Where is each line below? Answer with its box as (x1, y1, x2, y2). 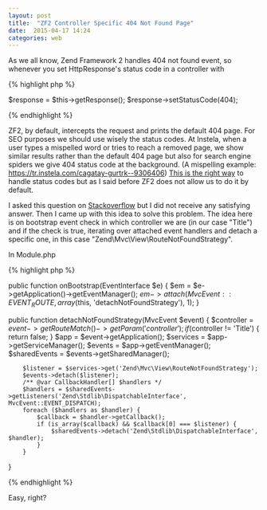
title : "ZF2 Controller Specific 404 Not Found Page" (8, 19, 194, 27)
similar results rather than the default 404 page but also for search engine (8, 151, 251, 161)
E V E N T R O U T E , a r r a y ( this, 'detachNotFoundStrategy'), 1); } (8, 298, 199, 309)
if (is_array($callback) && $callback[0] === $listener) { (37, 420, 238, 429)
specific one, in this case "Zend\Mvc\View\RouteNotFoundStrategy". (8, 234, 234, 244)
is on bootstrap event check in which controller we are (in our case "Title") (8, 218, 253, 227)
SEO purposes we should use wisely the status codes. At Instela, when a (8, 135, 247, 144)
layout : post (8, 11, 52, 20)
